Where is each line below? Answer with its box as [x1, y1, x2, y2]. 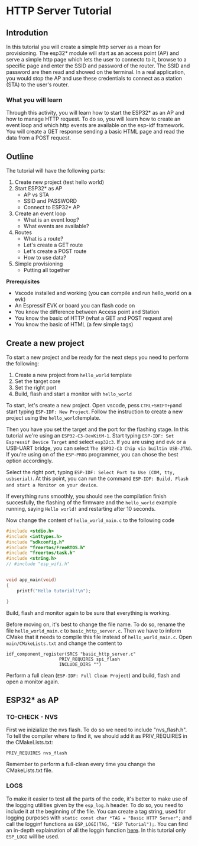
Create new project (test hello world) [14, 179, 105, 186]
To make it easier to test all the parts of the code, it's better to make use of [6, 795, 188, 802]
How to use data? [23, 254, 67, 261]
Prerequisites [6, 278, 40, 285]
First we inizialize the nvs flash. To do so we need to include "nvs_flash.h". [6, 726, 187, 734]
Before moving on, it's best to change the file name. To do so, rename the [6, 621, 185, 628]
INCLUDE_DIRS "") [59, 661, 102, 667]
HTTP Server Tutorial [6, 4, 112, 18]
